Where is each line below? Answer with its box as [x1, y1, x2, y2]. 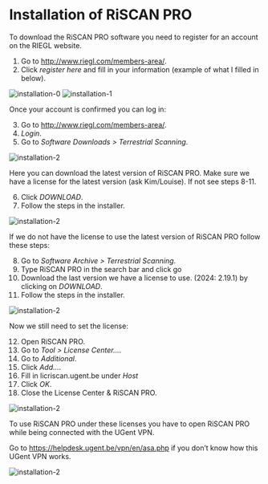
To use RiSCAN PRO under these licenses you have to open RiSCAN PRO [9, 419, 250, 429]
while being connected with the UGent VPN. [9, 427, 155, 437]
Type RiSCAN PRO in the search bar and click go [20, 264, 182, 274]
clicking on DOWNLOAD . [20, 281, 103, 291]
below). [20, 73, 47, 83]
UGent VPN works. [9, 451, 71, 461]
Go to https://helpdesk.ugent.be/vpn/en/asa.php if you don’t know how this [9, 443, 258, 453]
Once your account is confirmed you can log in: [9, 104, 167, 114]
